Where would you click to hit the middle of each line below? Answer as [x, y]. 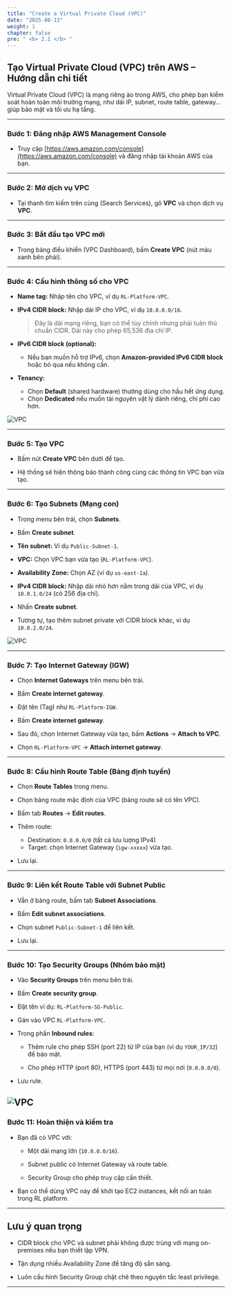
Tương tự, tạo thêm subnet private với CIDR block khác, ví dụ [104, 620]
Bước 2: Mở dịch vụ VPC [48, 188]
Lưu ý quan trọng [45, 1226]
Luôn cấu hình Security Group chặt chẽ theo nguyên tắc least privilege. [118, 1277]
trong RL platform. [43, 1198]
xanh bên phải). [39, 257]
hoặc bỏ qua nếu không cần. [68, 365]
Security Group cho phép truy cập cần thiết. [90, 1177]
